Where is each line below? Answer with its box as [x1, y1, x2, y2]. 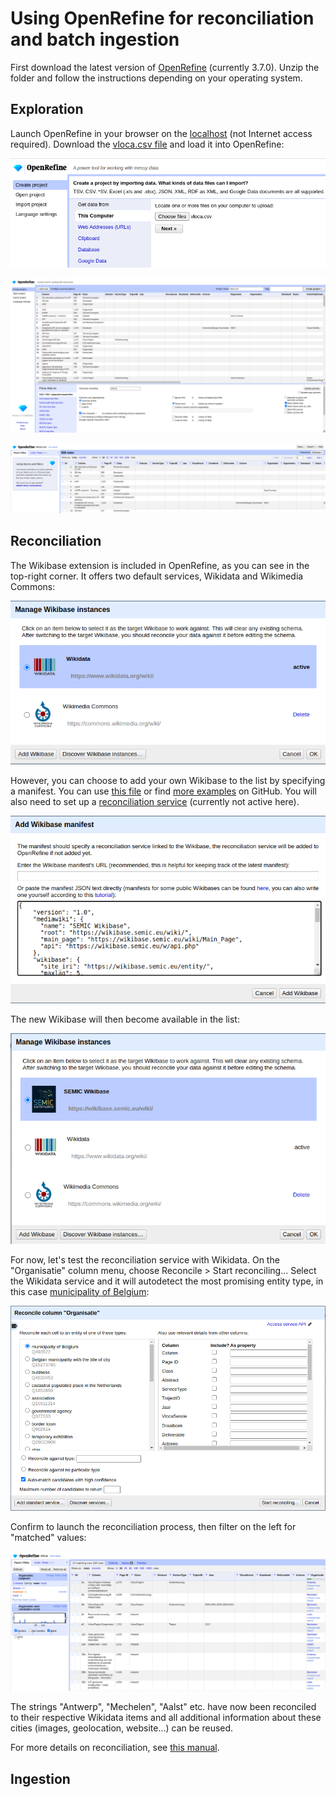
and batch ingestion [10, 28, 180, 51]
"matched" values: [10, 1532, 87, 1544]
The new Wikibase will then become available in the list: [10, 1013, 240, 1025]
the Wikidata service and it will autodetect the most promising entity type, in [10, 1275, 324, 1287]
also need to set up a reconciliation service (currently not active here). [10, 796, 300, 808]
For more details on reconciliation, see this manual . [10, 1742, 220, 1754]
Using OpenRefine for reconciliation [10, 7, 315, 30]
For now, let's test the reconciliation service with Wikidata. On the [10, 1253, 280, 1266]
